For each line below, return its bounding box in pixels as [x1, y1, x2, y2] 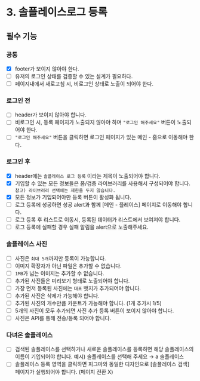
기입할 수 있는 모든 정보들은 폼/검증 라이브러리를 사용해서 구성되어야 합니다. [14, 180, 191, 187]
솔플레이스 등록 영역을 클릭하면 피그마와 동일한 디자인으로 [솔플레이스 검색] [14, 361, 190, 368]
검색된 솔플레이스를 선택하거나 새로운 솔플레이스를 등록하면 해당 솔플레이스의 [14, 346, 194, 353]
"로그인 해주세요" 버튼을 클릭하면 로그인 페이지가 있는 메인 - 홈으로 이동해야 [14, 134, 188, 141]
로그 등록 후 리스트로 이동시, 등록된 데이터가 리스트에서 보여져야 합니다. [14, 216, 181, 223]
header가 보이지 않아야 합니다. [14, 111, 87, 118]
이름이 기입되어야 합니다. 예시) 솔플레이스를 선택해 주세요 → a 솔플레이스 [14, 353, 184, 360]
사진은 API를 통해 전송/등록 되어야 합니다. [14, 315, 112, 322]
